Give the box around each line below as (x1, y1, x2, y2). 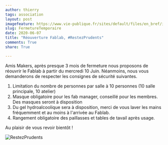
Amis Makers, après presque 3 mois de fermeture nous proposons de (5, 62, 148, 68)
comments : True (5, 40, 37, 45)
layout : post (5, 16, 32, 21)
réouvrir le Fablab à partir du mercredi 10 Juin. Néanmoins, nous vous (5, 68, 149, 74)
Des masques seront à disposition (12, 98, 82, 105)
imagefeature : (5, 21, 35, 26)
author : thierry (5, 7, 39, 12)
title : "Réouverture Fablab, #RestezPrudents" (5, 35, 104, 40)
